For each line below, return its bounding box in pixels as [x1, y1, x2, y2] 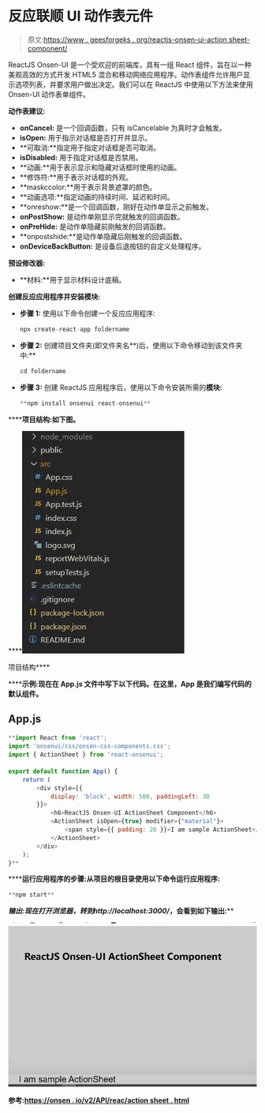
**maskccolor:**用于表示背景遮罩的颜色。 [19, 182, 157, 192]
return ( [22, 775, 51, 784]
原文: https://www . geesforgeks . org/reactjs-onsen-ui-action [27, 35, 227, 44]
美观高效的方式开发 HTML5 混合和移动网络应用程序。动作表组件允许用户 [8, 69, 244, 79]
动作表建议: [8, 106, 46, 115]
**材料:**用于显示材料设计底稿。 [19, 275, 126, 284]
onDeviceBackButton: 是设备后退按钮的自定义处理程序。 [19, 242, 206, 251]
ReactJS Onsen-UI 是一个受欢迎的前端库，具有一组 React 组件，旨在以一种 [8, 60, 252, 69]
